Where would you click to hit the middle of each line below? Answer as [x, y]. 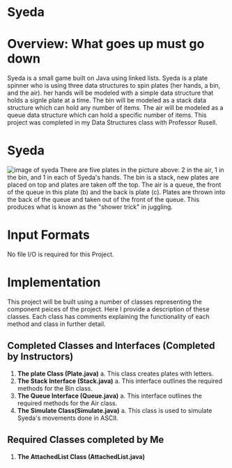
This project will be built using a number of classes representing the [105, 302]
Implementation [54, 282]
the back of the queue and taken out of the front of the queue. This [103, 200]
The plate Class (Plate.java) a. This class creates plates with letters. [115, 373]
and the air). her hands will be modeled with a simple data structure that [110, 93]
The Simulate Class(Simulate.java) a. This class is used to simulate [115, 410]
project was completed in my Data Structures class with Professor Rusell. [112, 123]
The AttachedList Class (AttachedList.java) [81, 456]
